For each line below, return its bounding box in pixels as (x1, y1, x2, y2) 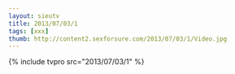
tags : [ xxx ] (8, 27, 49, 35)
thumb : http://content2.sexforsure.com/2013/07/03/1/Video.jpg (8, 34, 228, 43)
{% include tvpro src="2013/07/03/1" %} (8, 57, 145, 67)
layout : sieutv (8, 11, 60, 20)
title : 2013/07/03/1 (8, 20, 79, 28)
